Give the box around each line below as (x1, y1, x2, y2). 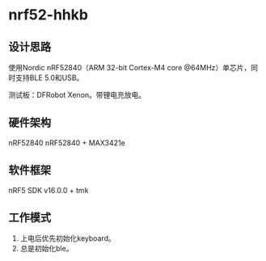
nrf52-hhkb (8, 6, 89, 24)
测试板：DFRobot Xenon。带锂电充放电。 (8, 91, 146, 99)
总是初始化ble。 (19, 244, 74, 254)
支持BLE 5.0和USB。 (15, 73, 84, 82)
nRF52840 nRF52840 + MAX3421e (8, 137, 125, 147)
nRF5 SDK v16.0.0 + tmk (8, 185, 89, 195)
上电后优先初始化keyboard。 (19, 234, 116, 243)
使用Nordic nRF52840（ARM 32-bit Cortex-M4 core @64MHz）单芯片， (8, 63, 251, 72)
